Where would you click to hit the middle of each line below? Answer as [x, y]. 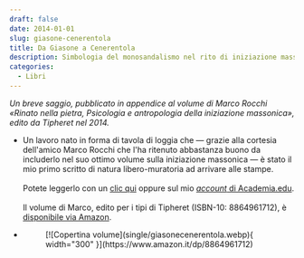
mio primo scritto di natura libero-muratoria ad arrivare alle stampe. [148, 168]
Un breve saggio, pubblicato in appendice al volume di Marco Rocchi [138, 103]
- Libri [32, 77]
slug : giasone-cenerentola [60, 38]
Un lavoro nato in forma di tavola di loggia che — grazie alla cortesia [150, 139]
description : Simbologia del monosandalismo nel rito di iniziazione [143, 57]
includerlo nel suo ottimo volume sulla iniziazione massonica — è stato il [157, 159]
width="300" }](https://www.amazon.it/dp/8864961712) [149, 244]
